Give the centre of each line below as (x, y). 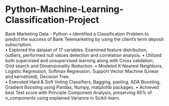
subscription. (19, 44)
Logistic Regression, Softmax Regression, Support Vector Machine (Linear (82, 71)
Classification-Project (52, 20)
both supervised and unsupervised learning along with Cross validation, (80, 60)
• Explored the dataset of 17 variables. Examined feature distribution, (76, 50)
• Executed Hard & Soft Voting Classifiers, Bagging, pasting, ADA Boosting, (83, 82)
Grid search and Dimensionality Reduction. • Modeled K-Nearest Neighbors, (84, 66)
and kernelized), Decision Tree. (37, 76)
